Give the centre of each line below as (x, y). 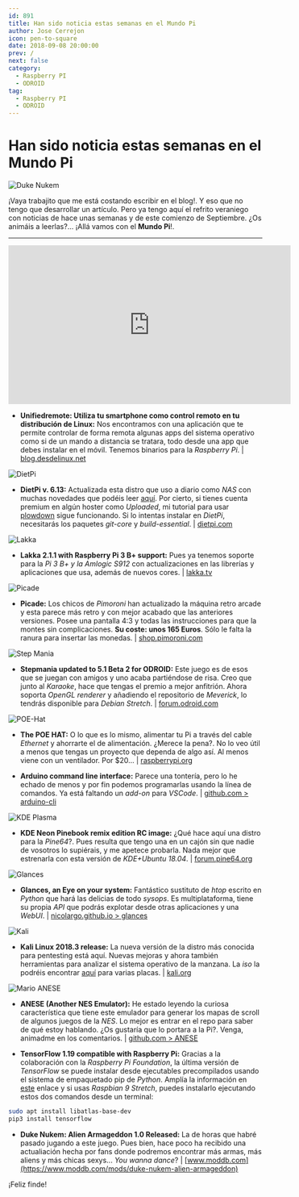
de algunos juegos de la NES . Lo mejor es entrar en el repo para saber (137, 1021)
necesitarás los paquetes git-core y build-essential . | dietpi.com (126, 524)
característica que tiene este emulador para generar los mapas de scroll (139, 1012)
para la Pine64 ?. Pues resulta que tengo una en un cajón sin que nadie (137, 842)
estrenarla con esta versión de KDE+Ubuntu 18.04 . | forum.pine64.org (136, 859)
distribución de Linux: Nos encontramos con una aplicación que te (132, 424)
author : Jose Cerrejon (46, 31)
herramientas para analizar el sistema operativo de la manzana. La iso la (140, 964)
